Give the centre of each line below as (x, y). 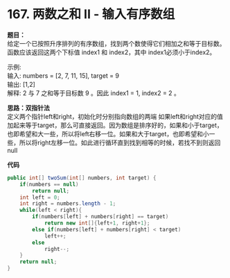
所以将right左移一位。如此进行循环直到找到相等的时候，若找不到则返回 (120, 142)
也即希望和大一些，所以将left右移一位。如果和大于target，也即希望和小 (108, 133)
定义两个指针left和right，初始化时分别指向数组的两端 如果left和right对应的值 (115, 116)
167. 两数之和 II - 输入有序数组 (91, 14)
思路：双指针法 (28, 108)
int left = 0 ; (40, 197)
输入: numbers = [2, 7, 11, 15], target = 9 (63, 75)
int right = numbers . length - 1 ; (68, 204)
